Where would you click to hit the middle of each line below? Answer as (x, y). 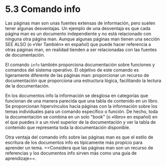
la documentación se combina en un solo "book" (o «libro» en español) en (82, 116)
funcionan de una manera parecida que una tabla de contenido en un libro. (82, 100)
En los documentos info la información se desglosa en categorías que (77, 95)
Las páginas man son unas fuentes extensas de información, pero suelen (80, 23)
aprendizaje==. (21, 158)
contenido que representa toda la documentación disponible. (68, 127)
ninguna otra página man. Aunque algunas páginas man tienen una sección (83, 39)
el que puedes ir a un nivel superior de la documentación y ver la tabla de (81, 122)
